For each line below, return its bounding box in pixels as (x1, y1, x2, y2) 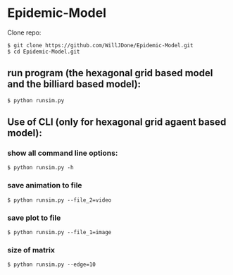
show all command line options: (7, 148, 118, 158)
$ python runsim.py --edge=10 (7, 261, 96, 269)
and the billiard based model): (7, 78, 141, 90)
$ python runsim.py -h (7, 164, 74, 171)
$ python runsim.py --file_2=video (7, 196, 112, 204)
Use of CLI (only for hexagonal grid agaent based (7, 116, 227, 128)
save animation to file (7, 181, 82, 190)
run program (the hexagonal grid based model (7, 67, 213, 79)
